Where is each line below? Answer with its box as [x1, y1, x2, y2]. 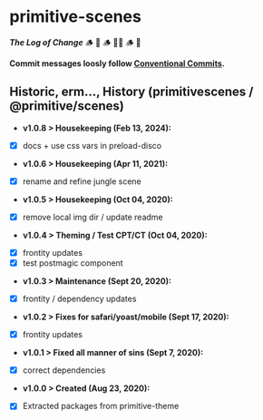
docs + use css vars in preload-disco [22, 140, 161, 151]
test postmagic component [22, 258, 124, 269]
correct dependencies [22, 365, 106, 376]
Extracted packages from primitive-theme [22, 401, 180, 412]
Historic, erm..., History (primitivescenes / [9, 84, 254, 100]
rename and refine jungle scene [22, 175, 142, 187]
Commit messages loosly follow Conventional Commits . [9, 57, 225, 69]
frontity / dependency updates [22, 293, 137, 305]
